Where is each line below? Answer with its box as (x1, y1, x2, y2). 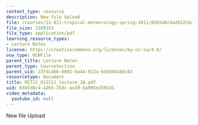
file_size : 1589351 (6, 25, 54, 31)
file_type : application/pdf (6, 31, 75, 36)
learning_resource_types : (6, 36, 70, 42)
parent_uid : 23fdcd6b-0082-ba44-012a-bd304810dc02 (6, 69, 133, 75)
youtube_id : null (11, 96, 54, 102)
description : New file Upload (6, 14, 81, 20)
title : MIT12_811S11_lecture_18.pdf (6, 80, 96, 86)
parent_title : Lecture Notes (6, 58, 78, 63)
